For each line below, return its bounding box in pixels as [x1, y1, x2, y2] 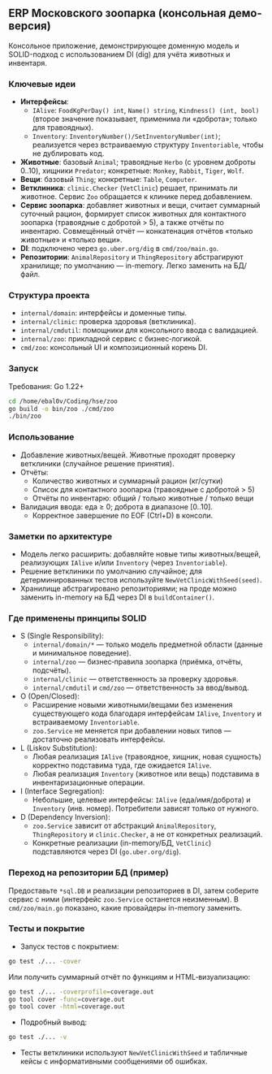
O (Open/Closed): [19, 691, 80, 701]
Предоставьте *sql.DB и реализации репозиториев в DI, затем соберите [8, 886, 260, 895]
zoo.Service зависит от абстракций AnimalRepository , [32, 821, 217, 831]
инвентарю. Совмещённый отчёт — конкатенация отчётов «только [19, 227, 253, 236]
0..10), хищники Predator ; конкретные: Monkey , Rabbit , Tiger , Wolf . [19, 166, 245, 175]
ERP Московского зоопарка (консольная [8, 6, 227, 20]
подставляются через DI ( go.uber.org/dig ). [32, 847, 181, 856]
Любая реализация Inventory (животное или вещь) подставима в [32, 769, 260, 779]
